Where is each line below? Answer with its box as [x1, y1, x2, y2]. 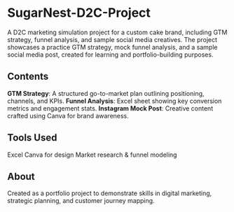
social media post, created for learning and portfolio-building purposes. [7, 50, 214, 59]
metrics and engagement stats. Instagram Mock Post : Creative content [7, 104, 214, 113]
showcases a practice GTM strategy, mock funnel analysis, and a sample [7, 43, 218, 51]
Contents [7, 71, 49, 83]
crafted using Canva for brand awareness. [7, 111, 130, 120]
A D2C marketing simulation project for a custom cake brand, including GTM [7, 28, 228, 36]
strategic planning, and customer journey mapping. [7, 197, 156, 205]
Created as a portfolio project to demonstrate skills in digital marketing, [7, 189, 212, 197]
